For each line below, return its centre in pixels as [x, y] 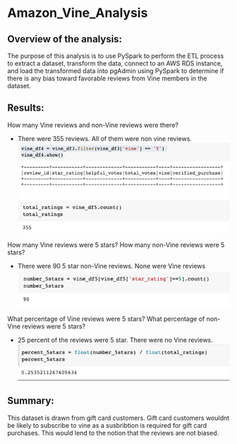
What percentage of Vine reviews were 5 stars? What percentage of [106, 319]
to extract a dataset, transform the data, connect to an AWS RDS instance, [115, 63]
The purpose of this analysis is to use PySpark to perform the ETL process [116, 56]
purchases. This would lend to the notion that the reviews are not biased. [113, 433]
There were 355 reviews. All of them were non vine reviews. [105, 138]
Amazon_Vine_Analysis [78, 13]
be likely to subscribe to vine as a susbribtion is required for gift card [107, 425]
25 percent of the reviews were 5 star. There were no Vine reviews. [115, 340]
